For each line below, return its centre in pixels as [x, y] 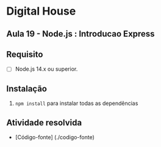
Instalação [27, 89]
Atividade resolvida [44, 122]
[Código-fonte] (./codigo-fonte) [55, 137]
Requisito [25, 54]
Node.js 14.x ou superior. [46, 69]
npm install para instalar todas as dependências [77, 103]
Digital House [41, 11]
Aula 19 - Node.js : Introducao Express [80, 34]
